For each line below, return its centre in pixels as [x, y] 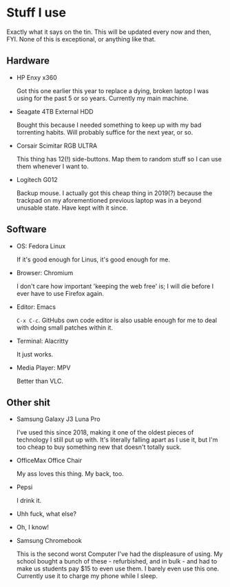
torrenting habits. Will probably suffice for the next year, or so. [105, 132]
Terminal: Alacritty [42, 341]
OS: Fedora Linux [41, 246]
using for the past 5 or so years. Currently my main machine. [102, 98]
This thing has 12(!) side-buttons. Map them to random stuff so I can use [119, 159]
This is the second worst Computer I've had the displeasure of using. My [119, 554]
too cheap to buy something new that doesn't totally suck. [99, 447]
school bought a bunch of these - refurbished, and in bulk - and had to [117, 561]
